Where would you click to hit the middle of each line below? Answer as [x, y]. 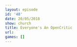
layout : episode [21, 10]
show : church [18, 23]
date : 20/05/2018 [23, 19]
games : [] [15, 37]
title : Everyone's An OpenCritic [39, 28]
